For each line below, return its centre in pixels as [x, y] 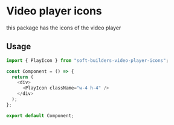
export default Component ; [40, 115]
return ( [23, 77]
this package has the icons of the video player [64, 28]
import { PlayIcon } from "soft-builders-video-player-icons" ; [88, 60]
